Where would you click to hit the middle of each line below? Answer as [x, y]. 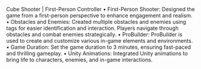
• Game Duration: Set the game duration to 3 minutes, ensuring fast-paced [99, 47]
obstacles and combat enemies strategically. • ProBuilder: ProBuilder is [94, 34]
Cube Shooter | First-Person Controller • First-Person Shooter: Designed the [100, 9]
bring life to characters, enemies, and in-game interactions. [79, 60]
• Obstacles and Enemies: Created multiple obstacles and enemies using [96, 22]
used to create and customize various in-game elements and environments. [100, 41]
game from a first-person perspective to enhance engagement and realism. [100, 15]
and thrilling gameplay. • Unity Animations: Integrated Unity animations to [97, 53]
